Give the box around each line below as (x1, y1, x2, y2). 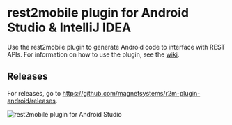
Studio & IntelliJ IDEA (7, 20, 132, 36)
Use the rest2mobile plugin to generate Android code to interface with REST (7, 43, 226, 51)
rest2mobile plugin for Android (7, 5, 190, 21)
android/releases (7, 96, 56, 105)
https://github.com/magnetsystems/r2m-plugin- (62, 89, 201, 97)
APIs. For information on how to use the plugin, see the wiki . (7, 50, 180, 59)
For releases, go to (7, 89, 61, 97)
